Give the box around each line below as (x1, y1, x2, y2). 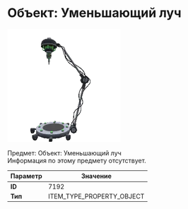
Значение (81, 172, 112, 181)
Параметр (10, 172, 42, 181)
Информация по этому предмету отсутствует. (7, 156, 146, 165)
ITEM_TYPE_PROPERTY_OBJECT (48, 192, 145, 201)
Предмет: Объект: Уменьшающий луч (7, 148, 122, 157)
